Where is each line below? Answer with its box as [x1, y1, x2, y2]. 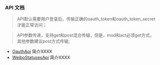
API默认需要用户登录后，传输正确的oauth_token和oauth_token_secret [16, 16, 155, 22]
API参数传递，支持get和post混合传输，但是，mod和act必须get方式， [16, 32, 154, 38]
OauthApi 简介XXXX [12, 49, 52, 54]
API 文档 [5, 4, 25, 11]
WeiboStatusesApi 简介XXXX [12, 54, 70, 61]
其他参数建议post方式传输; [16, 39, 70, 44]
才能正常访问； [16, 22, 47, 28]
